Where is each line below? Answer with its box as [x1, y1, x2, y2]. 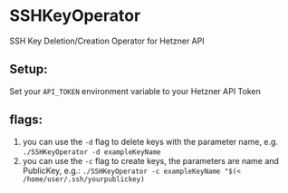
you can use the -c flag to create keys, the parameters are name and [22, 155, 279, 166]
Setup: [9, 62, 48, 77]
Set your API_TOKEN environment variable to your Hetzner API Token [9, 85, 261, 96]
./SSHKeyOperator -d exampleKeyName [22, 147, 161, 157]
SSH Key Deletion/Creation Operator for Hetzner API [9, 35, 206, 46]
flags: [9, 112, 43, 128]
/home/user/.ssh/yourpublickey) [22, 174, 145, 184]
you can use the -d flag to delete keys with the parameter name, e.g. [22, 136, 279, 147]
